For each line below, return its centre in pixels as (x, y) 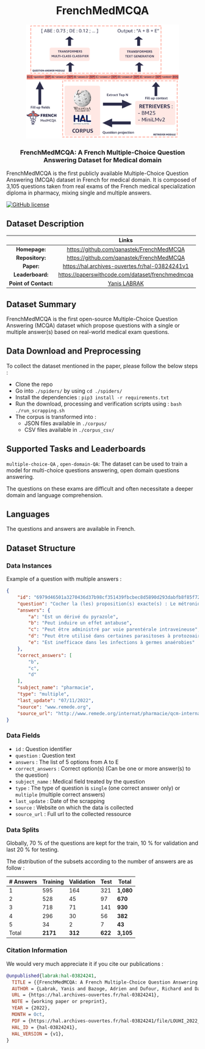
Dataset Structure (41, 548)
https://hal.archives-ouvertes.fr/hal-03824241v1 (126, 266)
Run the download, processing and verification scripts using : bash (98, 404)
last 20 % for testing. (33, 850)
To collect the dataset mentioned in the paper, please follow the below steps (102, 366)
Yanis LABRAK (126, 283)
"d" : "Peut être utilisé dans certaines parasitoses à (99, 636)
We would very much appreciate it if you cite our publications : (85, 963)
